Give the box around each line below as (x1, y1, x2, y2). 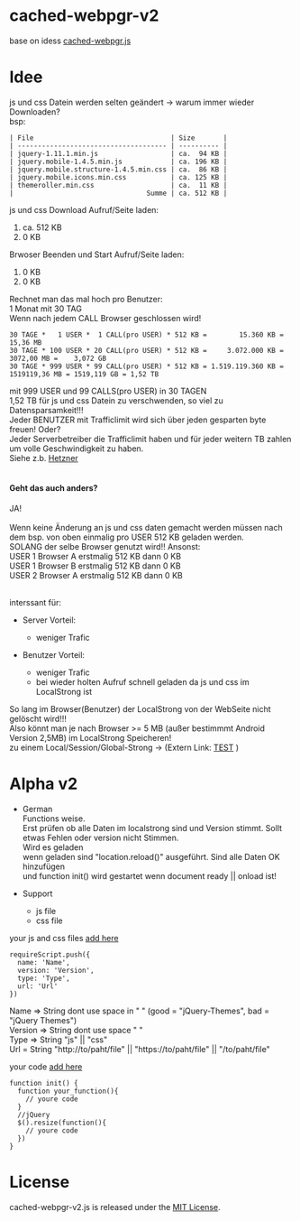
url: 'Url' (17, 982, 59, 991)
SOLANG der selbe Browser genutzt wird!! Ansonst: (9, 541, 201, 552)
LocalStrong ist (35, 687, 93, 698)
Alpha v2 (9, 773, 78, 794)
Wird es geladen (22, 842, 84, 853)
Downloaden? (9, 106, 60, 117)
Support (22, 888, 53, 899)
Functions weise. (22, 813, 86, 824)
